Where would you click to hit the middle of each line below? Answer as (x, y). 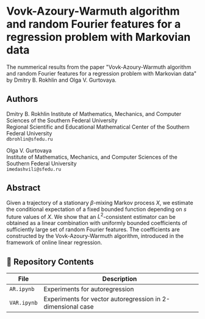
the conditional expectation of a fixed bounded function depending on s (97, 209)
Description (120, 279)
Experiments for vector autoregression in (102, 299)
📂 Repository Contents (50, 261)
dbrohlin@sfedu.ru (30, 139)
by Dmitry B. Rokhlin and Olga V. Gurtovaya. (62, 80)
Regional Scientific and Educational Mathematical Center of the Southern (98, 127)
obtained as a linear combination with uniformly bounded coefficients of (97, 223)
